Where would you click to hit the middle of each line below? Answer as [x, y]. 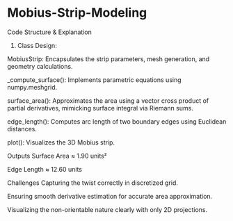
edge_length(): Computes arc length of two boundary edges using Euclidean [117, 121]
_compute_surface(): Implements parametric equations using [95, 80]
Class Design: [37, 45]
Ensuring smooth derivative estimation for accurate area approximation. [110, 196]
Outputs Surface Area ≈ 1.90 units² [57, 156]
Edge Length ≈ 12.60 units [45, 169]
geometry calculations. [40, 66]
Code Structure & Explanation [50, 32]
